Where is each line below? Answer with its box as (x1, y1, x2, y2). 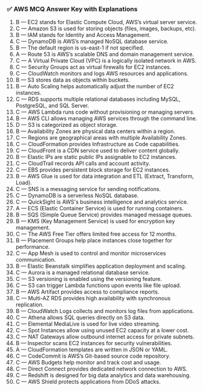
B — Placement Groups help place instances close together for (15, 237, 173, 244)
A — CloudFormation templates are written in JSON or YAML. (15, 346, 168, 354)
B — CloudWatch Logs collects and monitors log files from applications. (15, 308, 195, 315)
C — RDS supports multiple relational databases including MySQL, (15, 95, 181, 103)
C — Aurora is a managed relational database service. (15, 269, 150, 276)
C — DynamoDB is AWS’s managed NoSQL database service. (15, 38, 169, 45)
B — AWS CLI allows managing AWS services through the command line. (15, 115, 198, 122)
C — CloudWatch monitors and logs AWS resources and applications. (15, 70, 189, 77)
